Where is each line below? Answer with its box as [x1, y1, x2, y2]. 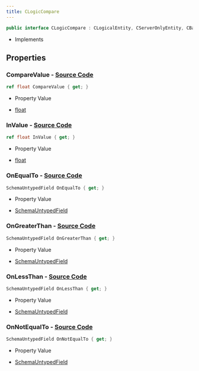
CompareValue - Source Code [6, 71, 94, 79]
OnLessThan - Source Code [6, 272, 87, 280]
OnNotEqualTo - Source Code [6, 322, 93, 331]
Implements [14, 36, 44, 43]
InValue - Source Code [6, 121, 72, 129]
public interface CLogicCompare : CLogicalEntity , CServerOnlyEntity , [6, 25, 184, 31]
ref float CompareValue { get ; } [6, 84, 89, 90]
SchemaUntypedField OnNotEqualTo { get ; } [6, 336, 113, 343]
